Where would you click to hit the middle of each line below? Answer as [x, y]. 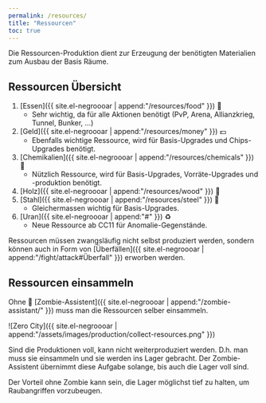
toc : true [25, 30]
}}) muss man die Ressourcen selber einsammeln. [127, 310]
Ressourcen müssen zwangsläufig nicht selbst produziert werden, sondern [131, 241]
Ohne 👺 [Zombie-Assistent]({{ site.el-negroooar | [89, 302]
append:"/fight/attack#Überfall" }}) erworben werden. [97, 258]
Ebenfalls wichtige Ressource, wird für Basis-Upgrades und [129, 140]
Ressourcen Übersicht [65, 87]
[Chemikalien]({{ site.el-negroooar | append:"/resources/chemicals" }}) [137, 157]
